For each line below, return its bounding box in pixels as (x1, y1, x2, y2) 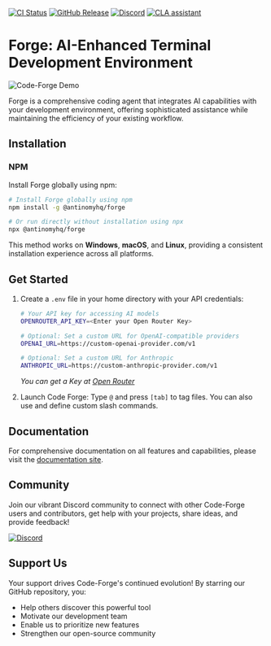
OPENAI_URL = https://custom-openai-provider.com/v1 (20, 339, 196, 347)
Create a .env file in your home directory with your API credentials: (20, 294, 244, 303)
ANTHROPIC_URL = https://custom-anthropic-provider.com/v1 (20, 362, 218, 370)
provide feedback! (8, 517, 70, 526)
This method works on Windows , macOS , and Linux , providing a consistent (8, 240, 263, 250)
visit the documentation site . (8, 455, 103, 464)
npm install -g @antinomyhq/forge (8, 203, 126, 212)
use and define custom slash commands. (20, 401, 159, 411)
